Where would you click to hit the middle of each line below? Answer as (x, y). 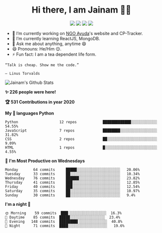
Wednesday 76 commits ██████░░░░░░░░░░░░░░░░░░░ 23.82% (72, 178)
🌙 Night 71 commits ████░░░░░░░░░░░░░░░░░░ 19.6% (65, 226)
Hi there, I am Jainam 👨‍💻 (81, 10)
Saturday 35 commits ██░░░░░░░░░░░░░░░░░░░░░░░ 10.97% (72, 191)
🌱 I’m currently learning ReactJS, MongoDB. (56, 38)
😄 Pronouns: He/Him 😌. (37, 49)
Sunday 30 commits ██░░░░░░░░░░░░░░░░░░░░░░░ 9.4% (70, 195)
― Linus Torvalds (23, 73)
